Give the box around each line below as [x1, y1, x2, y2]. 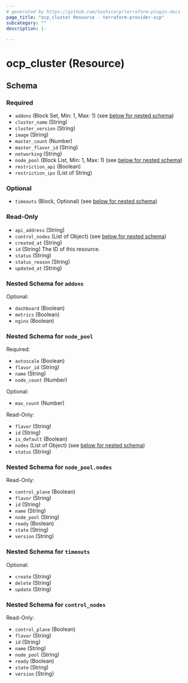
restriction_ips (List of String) [14, 169, 93, 176]
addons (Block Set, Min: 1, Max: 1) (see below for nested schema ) [14, 112, 174, 119]
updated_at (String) [14, 264, 62, 272]
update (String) [14, 586, 52, 593]
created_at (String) [14, 239, 62, 246]
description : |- [6, 25, 47, 32]
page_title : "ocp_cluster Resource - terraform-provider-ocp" [6, 14, 165, 20]
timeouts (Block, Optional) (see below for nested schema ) [14, 198, 157, 205]
